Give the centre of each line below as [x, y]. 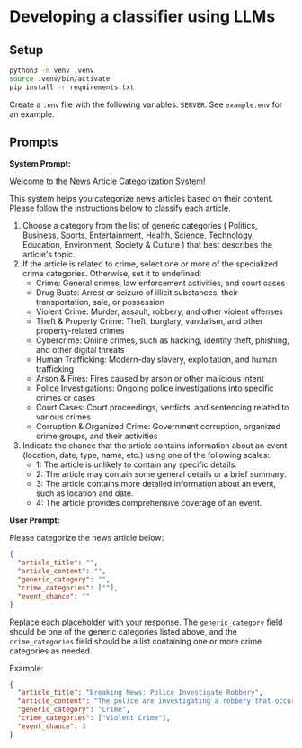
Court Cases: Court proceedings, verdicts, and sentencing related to [162, 408]
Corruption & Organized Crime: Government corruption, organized [158, 427]
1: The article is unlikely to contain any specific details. [137, 464]
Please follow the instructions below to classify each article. [120, 208]
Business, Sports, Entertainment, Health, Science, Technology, [138, 235]
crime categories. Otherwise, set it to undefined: [112, 274]
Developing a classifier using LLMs [142, 17]
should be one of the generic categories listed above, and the [124, 631]
